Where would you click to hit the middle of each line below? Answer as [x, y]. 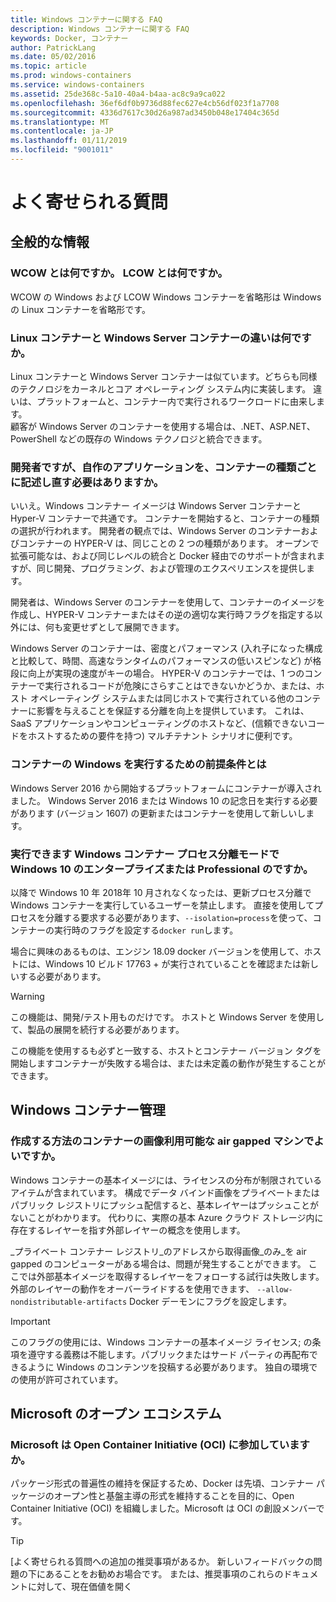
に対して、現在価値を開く [80, 1587]
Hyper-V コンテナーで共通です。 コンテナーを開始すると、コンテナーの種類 [165, 518]
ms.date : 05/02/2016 [53, 57]
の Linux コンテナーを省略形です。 [80, 309]
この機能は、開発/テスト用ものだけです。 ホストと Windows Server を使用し [167, 1017]
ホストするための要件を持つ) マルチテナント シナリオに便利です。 [162, 736]
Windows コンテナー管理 [88, 1110]
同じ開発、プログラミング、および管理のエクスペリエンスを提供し [171, 568]
